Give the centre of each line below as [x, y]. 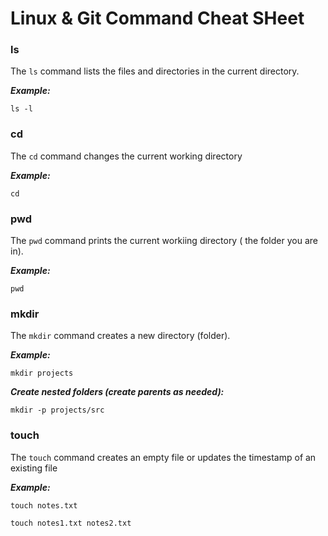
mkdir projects [42, 373]
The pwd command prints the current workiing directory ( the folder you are [164, 241]
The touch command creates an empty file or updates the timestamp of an [163, 457]
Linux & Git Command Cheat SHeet [157, 18]
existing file [34, 468]
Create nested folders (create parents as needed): [117, 392]
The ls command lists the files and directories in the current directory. [155, 71]
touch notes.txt [44, 505]
